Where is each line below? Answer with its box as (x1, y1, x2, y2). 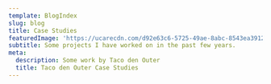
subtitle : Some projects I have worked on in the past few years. (8, 42, 236, 50)
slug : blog (8, 19, 45, 27)
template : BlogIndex (8, 11, 78, 20)
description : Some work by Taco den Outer (15, 57, 161, 65)
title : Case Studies (8, 26, 78, 34)
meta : (8, 49, 27, 57)
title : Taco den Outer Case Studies (15, 64, 139, 72)
